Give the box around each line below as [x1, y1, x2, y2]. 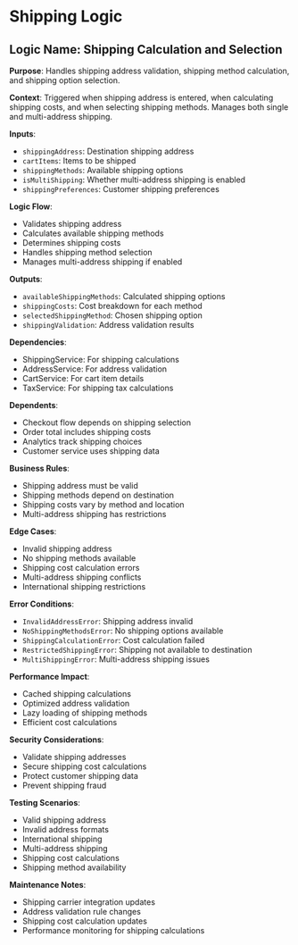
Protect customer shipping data [21, 771, 138, 781]
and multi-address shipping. [9, 112, 113, 121]
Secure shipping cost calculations [21, 761, 147, 772]
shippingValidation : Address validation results [21, 320, 195, 330]
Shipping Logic [9, 6, 123, 27]
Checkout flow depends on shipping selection [21, 417, 192, 428]
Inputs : [9, 129, 37, 139]
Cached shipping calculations [21, 689, 132, 698]
